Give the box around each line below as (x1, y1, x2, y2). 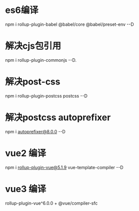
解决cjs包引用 (5, 40, 61, 52)
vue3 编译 (5, 183, 46, 195)
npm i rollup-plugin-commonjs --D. (5, 57, 77, 63)
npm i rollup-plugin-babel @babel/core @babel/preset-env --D (5, 21, 134, 27)
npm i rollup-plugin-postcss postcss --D (5, 93, 88, 99)
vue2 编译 (5, 147, 46, 159)
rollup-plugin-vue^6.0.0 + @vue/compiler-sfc (5, 200, 98, 206)
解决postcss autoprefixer (5, 112, 111, 123)
